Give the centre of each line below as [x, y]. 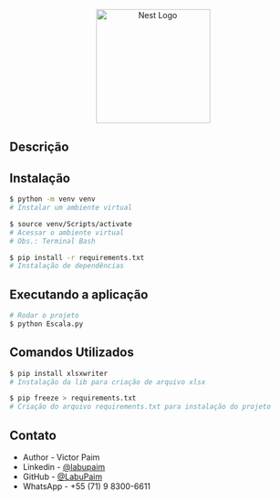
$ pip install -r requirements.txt [77, 257]
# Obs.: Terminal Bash [52, 241]
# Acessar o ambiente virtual [67, 233]
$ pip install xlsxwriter [58, 373]
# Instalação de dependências [67, 266]
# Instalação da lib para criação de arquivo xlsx [108, 382]
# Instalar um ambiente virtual [71, 208]
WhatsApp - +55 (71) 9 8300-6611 [87, 486]
